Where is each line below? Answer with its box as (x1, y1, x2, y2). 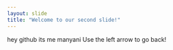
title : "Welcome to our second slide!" (7, 16, 121, 23)
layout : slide (7, 10, 48, 17)
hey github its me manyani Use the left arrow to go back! (7, 35, 167, 43)
